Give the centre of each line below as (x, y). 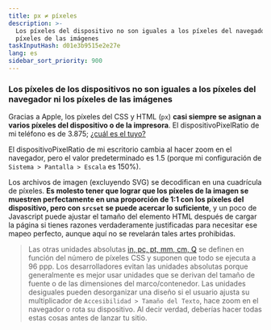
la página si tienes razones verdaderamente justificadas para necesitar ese (133, 225)
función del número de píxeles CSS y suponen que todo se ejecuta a (142, 258)
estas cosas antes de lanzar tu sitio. (88, 318)
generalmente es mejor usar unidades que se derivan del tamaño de (142, 275)
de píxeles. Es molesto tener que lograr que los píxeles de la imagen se (129, 191)
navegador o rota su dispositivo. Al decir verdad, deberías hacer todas (145, 309)
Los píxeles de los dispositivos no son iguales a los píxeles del (132, 89)
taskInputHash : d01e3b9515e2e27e (65, 46)
